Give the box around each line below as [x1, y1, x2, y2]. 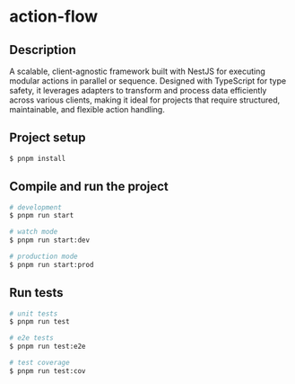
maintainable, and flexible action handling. [9, 104, 166, 114]
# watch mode [9, 228, 58, 237]
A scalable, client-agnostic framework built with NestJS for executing [9, 66, 266, 76]
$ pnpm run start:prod [9, 260, 94, 269]
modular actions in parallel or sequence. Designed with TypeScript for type [9, 76, 287, 86]
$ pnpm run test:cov [9, 366, 87, 375]
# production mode [9, 252, 78, 261]
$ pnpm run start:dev [9, 236, 91, 245]
